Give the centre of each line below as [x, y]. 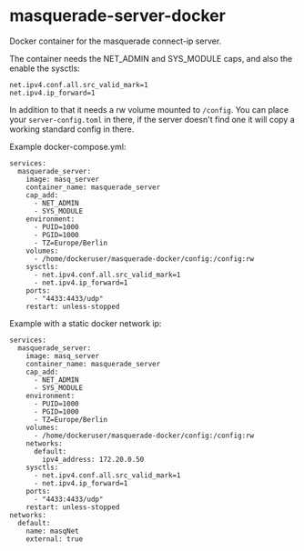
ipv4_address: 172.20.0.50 [93, 459]
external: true [55, 539]
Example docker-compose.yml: [68, 146]
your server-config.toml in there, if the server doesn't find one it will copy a [152, 119]
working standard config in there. [72, 129]
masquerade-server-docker [117, 16]
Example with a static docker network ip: [86, 323]
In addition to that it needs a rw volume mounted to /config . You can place [149, 109]
